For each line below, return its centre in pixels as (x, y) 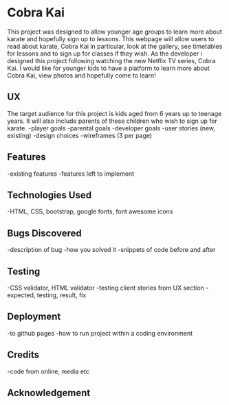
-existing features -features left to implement (71, 174)
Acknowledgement (49, 393)
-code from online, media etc (48, 371)
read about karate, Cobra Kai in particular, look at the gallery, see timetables (115, 46)
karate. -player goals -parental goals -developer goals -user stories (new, (111, 128)
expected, (21, 295)
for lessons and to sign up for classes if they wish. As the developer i (105, 54)
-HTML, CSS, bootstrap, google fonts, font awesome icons (90, 211)
